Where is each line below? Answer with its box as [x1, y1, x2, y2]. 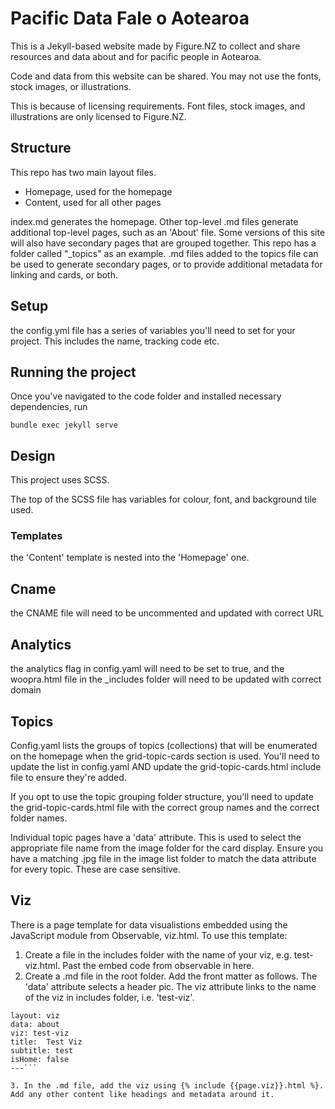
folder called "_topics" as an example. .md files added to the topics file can [10, 247, 319, 259]
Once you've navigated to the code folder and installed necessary [10, 390, 282, 402]
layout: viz [10, 1010, 60, 1021]
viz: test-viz [10, 1028, 70, 1038]
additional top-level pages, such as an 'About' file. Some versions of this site [10, 226, 326, 238]
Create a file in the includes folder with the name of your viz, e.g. [24, 948, 292, 961]
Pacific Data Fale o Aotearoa [10, 7, 250, 30]
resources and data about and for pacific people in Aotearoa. [10, 50, 262, 62]
